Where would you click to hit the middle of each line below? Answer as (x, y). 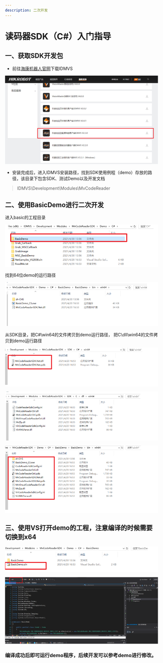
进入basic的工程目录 (25, 218)
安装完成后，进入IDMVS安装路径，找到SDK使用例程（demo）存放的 (80, 173)
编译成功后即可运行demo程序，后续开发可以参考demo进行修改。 (81, 655)
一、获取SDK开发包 (34, 56)
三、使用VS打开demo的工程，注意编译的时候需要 (79, 528)
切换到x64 (21, 537)
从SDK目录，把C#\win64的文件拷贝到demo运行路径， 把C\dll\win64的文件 (79, 334)
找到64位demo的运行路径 (31, 275)
